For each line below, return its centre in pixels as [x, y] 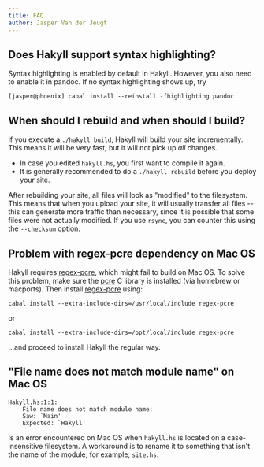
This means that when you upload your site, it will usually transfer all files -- [131, 204]
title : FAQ [26, 15]
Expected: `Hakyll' [54, 423]
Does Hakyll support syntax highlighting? [112, 55]
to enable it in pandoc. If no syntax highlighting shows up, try [107, 82]
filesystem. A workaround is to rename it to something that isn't [147, 446]
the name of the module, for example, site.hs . [84, 454]
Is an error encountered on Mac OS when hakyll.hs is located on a [117, 437]
